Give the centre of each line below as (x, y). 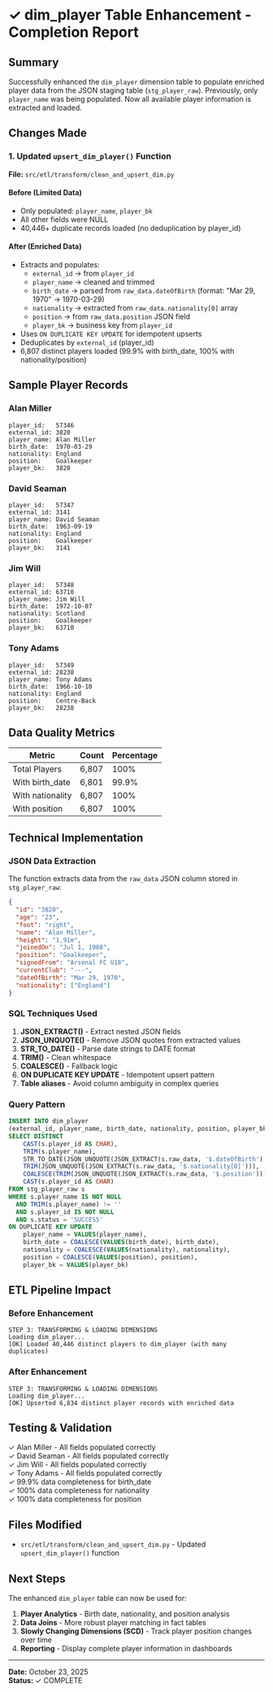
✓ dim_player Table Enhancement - (130, 15)
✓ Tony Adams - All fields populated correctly (85, 1473)
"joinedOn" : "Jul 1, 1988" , (63, 948)
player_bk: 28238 (41, 708)
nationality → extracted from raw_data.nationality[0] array (135, 308)
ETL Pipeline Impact (60, 1290)
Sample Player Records (68, 385)
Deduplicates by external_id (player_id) (87, 342)
